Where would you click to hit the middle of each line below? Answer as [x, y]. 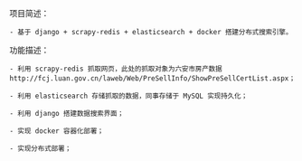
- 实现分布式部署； [41, 148]
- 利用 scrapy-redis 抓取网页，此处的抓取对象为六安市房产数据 [116, 69]
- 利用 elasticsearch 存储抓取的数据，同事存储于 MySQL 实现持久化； [129, 96]
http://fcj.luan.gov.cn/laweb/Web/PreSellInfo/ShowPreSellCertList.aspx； [152, 79]
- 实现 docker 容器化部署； [57, 131]
